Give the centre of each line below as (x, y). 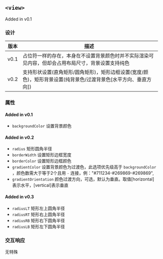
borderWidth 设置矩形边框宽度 (42, 155)
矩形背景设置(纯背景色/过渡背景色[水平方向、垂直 (90, 79)
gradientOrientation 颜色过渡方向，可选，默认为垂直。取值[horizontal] (83, 179)
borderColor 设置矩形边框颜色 (42, 161)
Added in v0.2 (20, 137)
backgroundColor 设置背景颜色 (42, 126)
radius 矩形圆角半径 (32, 149)
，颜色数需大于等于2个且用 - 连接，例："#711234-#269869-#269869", (83, 173)
